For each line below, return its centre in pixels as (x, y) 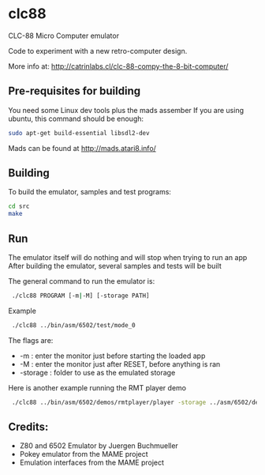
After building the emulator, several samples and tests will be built (115, 266)
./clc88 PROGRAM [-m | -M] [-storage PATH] (80, 296)
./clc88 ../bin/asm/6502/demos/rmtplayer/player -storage (109, 402)
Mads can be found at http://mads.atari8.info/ (82, 148)
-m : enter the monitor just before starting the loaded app (112, 356)
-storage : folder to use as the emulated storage (97, 372)
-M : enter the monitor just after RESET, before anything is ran (120, 364)
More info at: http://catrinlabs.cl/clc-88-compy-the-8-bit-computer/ (118, 66)
